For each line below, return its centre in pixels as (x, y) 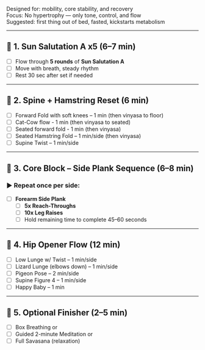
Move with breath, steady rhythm (57, 68)
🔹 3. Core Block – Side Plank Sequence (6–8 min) (100, 168)
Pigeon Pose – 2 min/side (47, 273)
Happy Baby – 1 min (40, 287)
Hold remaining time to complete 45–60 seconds (85, 220)
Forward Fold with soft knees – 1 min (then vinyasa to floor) (89, 115)
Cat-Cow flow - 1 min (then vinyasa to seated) (73, 122)
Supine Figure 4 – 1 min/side (51, 280)
